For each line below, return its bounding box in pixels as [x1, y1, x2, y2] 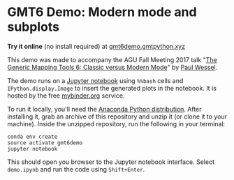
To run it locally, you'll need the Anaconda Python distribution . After [7, 105, 202, 113]
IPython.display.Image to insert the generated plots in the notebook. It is [7, 84, 217, 92]
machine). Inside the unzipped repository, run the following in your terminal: [7, 119, 226, 128]
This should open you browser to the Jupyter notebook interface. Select [7, 158, 215, 166]
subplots [7, 19, 59, 35]
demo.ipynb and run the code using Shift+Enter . [7, 165, 145, 173]
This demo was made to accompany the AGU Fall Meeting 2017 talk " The [7, 55, 218, 63]
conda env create [7, 133, 58, 140]
